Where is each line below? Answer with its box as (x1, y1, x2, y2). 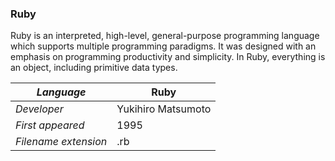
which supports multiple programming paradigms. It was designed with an (10, 40, 317, 52)
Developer (15, 102, 64, 116)
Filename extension (15, 135, 108, 149)
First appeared (15, 118, 85, 132)
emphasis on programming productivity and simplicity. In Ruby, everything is (10, 51, 326, 63)
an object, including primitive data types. (10, 62, 178, 74)
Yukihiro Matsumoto (116, 102, 212, 116)
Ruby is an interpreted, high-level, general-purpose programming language (10, 30, 320, 42)
